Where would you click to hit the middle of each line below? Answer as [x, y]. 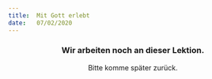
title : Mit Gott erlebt [49, 15]
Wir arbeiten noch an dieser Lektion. [133, 51]
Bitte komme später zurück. [133, 67]
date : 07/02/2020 [40, 23]
